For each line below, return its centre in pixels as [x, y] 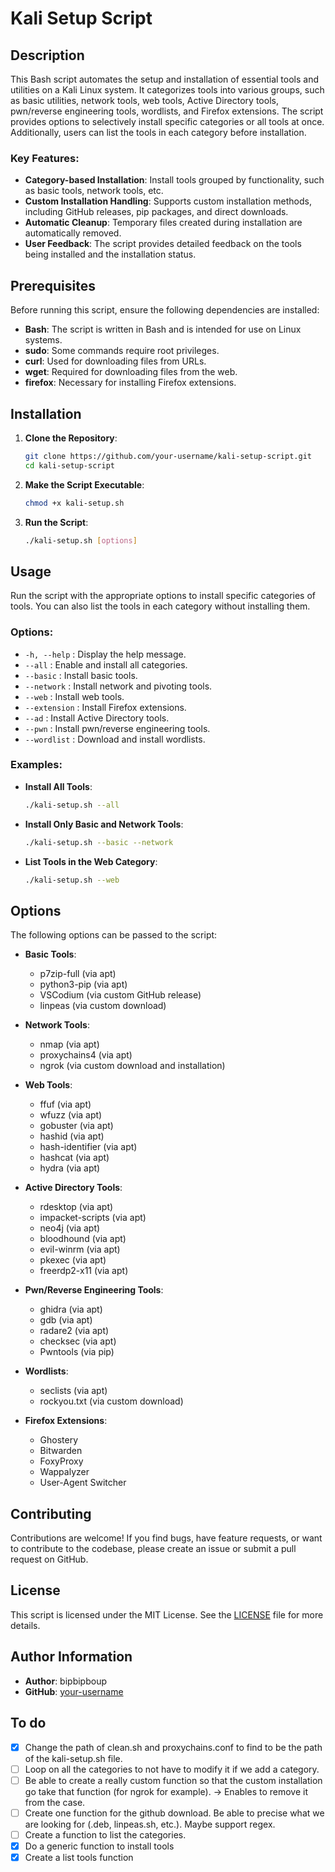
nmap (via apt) [69, 1044]
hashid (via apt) [72, 1136]
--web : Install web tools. [74, 696]
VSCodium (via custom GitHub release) [120, 995]
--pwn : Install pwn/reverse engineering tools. [117, 728]
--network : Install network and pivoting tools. [118, 686]
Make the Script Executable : [84, 484]
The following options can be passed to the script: [114, 935]
